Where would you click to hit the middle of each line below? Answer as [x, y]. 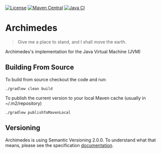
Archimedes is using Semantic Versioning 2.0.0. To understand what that [80, 140]
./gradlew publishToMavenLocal [38, 112]
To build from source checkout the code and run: [56, 79]
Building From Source [40, 67]
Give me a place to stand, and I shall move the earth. [72, 42]
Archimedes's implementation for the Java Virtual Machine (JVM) [73, 51]
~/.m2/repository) [23, 103]
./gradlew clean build [29, 89]
